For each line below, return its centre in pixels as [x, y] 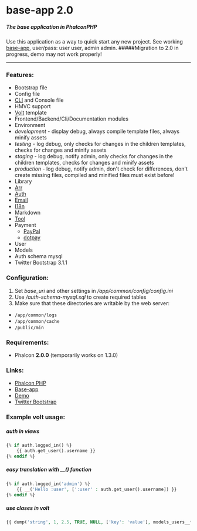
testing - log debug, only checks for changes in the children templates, [100, 144]
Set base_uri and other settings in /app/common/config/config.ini [94, 290]
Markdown [28, 213]
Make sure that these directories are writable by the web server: [92, 303]
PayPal [32, 231]
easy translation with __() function [49, 470]
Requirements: [28, 342]
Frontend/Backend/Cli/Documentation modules [72, 119]
